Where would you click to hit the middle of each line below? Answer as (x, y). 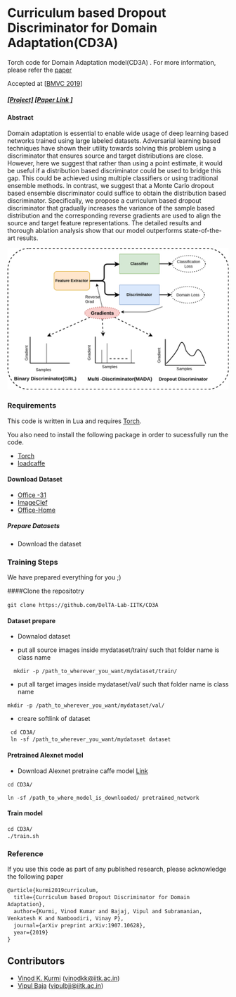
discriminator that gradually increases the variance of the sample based (111, 208)
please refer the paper (40, 70)
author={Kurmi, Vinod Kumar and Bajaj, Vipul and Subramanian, (108, 912)
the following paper (35, 877)
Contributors (36, 961)
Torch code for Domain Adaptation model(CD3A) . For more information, (112, 62)
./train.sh (23, 836)
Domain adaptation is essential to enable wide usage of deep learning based (118, 133)
